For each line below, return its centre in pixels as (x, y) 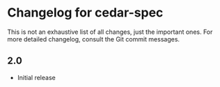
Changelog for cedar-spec (85, 13)
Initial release (36, 77)
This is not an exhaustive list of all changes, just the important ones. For (110, 32)
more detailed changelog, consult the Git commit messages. (93, 39)
